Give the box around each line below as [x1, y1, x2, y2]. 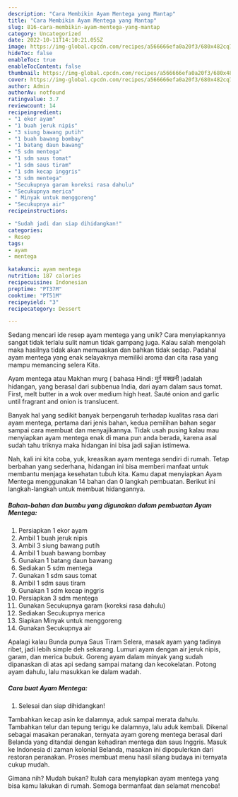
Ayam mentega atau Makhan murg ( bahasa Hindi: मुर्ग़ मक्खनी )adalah [8, 374, 203, 383]
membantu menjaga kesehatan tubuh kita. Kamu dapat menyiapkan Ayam [8, 470, 222, 478]
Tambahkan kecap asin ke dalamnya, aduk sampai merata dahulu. [8, 715, 200, 724]
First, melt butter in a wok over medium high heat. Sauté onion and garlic [8, 390, 220, 398]
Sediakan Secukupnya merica [18, 609, 105, 618]
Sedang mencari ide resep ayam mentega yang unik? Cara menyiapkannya [8, 331, 226, 339]
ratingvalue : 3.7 [8, 96, 59, 103]
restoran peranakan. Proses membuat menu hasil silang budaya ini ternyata [8, 753, 227, 762]
